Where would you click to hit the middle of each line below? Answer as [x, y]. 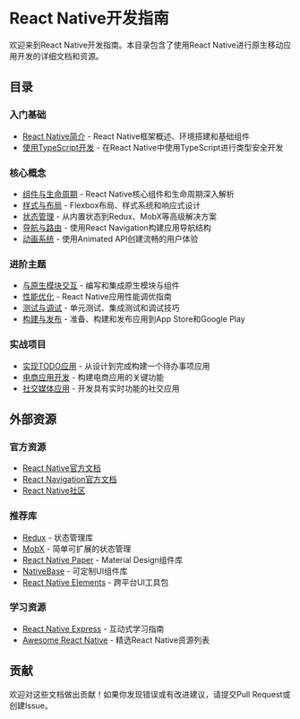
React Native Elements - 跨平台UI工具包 [95, 582]
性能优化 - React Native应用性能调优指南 [97, 297]
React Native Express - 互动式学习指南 [93, 628]
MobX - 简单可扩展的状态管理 [77, 549]
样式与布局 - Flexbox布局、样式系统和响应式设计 [111, 205]
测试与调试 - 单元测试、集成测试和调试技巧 [101, 308]
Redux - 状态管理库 [58, 537]
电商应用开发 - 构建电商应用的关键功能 [93, 377]
